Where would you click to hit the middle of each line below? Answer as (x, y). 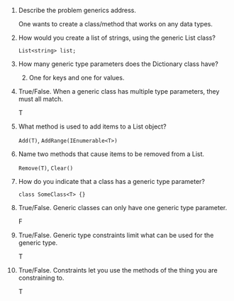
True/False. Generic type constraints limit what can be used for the (116, 235)
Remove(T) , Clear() (46, 168)
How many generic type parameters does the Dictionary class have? (118, 64)
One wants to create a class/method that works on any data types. (116, 24)
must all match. (40, 99)
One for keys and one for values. (77, 78)
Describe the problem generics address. (77, 10)
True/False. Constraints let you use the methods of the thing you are (118, 270)
